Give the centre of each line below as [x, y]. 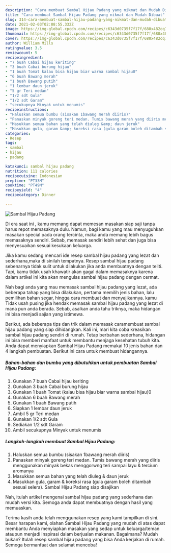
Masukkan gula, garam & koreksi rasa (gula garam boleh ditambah [82, 482]
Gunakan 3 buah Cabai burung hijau [50, 387]
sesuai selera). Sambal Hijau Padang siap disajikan [66, 487]
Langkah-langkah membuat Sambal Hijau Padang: [60, 442]
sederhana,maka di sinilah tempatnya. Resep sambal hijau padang [75, 260]
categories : [18, 133]
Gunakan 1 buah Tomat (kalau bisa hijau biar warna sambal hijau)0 [82, 392]
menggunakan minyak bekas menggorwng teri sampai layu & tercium [85, 465]
